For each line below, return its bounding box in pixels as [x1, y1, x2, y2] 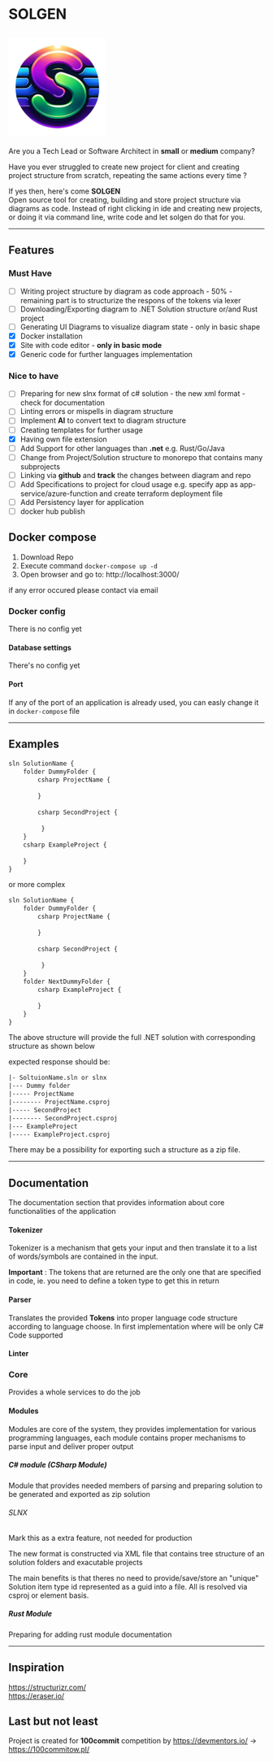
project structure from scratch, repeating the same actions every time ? [8, 171, 248, 180]
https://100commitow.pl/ [8, 1745, 90, 1755]
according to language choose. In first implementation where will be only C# [8, 1321, 264, 1331]
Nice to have [8, 370, 59, 381]
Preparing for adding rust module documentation [8, 1629, 172, 1639]
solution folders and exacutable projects [8, 1557, 144, 1567]
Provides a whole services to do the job [8, 1387, 141, 1397]
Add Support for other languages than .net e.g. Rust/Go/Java [19, 443, 225, 453]
